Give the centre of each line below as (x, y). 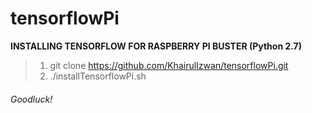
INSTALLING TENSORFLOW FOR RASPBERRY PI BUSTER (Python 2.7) (156, 46)
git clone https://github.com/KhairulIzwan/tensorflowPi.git (169, 65)
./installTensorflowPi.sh (98, 76)
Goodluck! (31, 99)
